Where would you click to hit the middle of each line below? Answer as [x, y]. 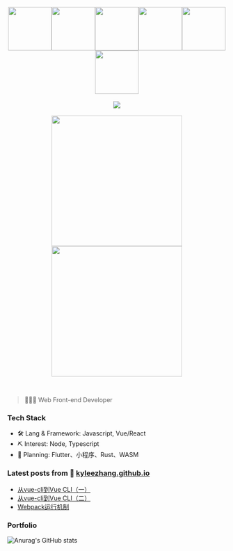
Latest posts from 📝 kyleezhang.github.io [79, 473]
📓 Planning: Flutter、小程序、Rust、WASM [78, 455]
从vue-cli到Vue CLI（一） [54, 489]
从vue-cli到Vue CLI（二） [54, 498]
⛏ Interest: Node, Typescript [58, 444]
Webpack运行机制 [43, 506]
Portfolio [22, 525]
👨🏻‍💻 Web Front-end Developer [68, 400]
